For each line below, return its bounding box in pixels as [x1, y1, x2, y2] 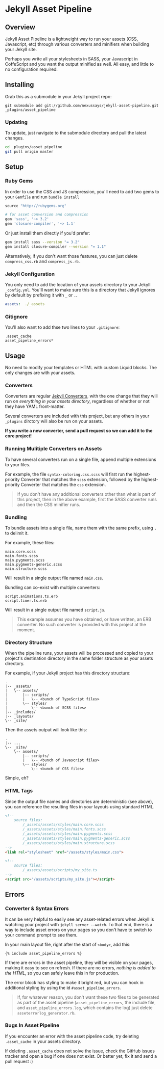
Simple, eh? [5, 775, 29, 781]
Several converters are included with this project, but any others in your [5, 413, 150, 419]
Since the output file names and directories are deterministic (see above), [5, 799, 153, 804]
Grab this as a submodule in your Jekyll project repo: [5, 93, 112, 99]
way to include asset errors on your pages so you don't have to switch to [5, 927, 152, 933]
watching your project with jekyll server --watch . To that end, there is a [5, 921, 153, 927]
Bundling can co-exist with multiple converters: [5, 584, 100, 590]
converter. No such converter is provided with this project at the [17, 621, 146, 627]
